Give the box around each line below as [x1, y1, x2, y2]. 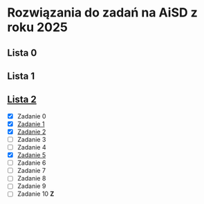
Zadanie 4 [17, 143, 46, 152]
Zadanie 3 [17, 135, 46, 143]
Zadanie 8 [17, 174, 46, 183]
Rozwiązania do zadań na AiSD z [7, 5, 198, 21]
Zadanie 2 [17, 127, 46, 136]
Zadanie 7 [17, 167, 46, 175]
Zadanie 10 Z [17, 190, 55, 198]
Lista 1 [7, 70, 35, 82]
